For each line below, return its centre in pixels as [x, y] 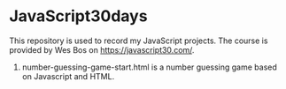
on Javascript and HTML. [68, 76]
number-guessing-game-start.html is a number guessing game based [149, 67]
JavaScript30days [78, 16]
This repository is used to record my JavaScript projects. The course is [139, 41]
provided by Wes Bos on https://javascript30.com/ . [102, 49]
